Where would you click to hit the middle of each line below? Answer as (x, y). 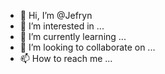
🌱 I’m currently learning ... (73, 36)
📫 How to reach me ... (66, 58)
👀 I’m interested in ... (62, 26)
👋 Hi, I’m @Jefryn (56, 15)
